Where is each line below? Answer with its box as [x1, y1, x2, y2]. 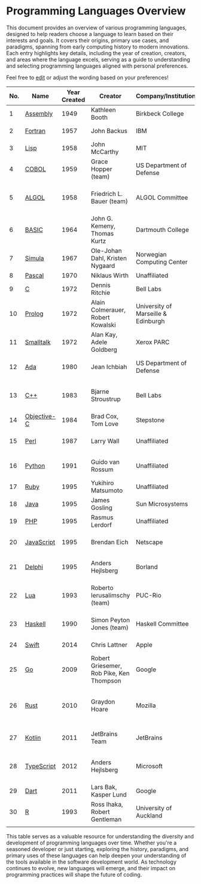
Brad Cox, [90, 412, 119, 420]
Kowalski [90, 321, 116, 329]
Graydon [90, 697, 115, 705]
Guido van [90, 457, 120, 466]
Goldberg [90, 345, 118, 354]
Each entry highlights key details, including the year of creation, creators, [6, 49, 187, 56]
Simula [25, 254, 44, 262]
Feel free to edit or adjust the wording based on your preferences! [6, 74, 169, 81]
